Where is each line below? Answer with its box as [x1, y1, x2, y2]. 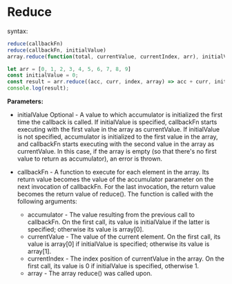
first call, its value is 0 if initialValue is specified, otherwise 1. [27, 262, 199, 270]
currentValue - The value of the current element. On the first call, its [27, 232, 221, 241]
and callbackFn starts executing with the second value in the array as [17, 140, 215, 148]
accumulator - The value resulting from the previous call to [27, 211, 195, 219]
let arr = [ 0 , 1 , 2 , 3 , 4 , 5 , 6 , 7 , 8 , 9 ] [7, 65, 131, 72]
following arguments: [17, 197, 77, 205]
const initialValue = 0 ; [7, 72, 79, 79]
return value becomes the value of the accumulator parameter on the [17, 175, 214, 183]
